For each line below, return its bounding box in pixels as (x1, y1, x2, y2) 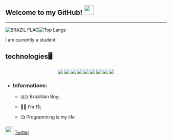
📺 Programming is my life (20, 114, 75, 120)
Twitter (14, 129, 30, 135)
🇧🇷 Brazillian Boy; (20, 93, 60, 99)
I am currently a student (5, 36, 56, 43)
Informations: (12, 82, 48, 89)
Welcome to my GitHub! (5, 8, 83, 17)
